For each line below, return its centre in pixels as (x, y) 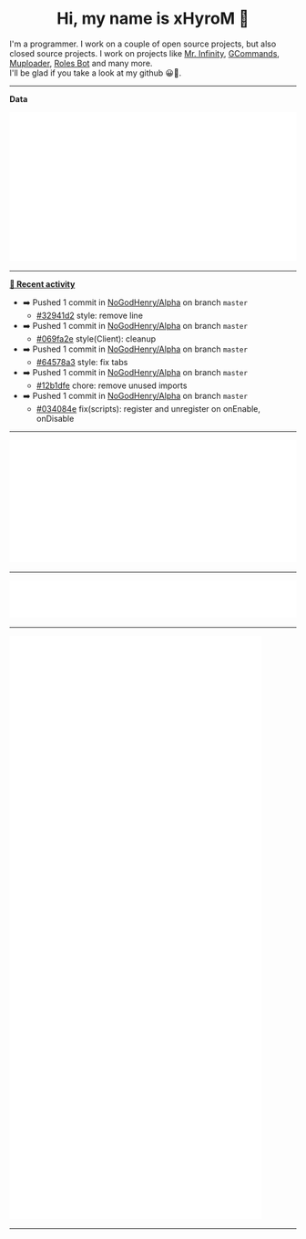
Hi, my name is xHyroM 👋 (153, 19)
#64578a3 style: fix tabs (82, 363)
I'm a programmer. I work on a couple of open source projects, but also (143, 44)
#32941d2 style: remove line (90, 316)
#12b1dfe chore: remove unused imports (112, 385)
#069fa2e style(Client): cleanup (96, 339)
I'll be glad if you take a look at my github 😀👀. (96, 73)
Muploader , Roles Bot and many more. (81, 63)
